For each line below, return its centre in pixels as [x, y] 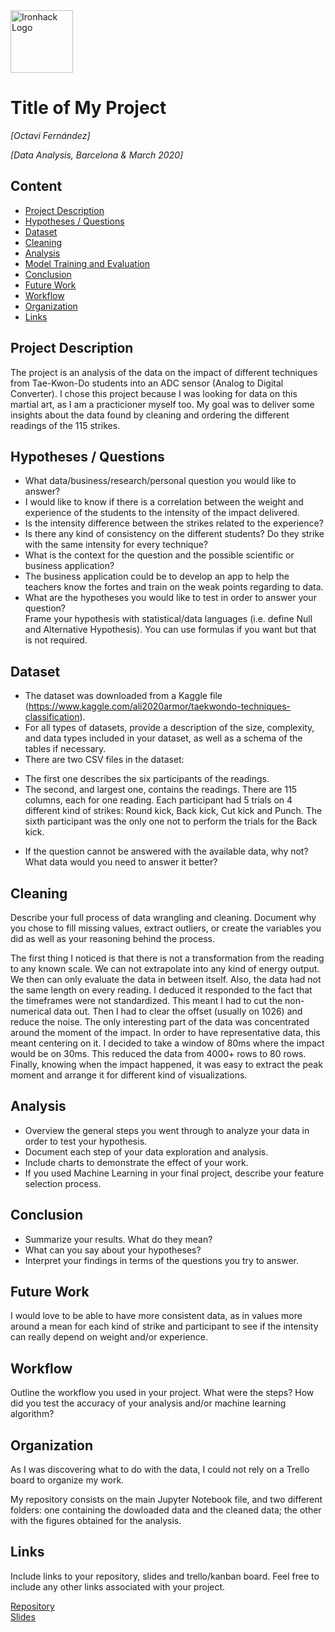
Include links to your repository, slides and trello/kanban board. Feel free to [165, 1576]
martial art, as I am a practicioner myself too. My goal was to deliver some [162, 404]
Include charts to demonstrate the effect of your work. [136, 1162]
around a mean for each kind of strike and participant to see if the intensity [164, 1326]
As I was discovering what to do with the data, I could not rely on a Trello [160, 1470]
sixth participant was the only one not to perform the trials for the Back [171, 821]
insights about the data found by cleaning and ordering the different [150, 415]
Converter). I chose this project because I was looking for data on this [154, 393]
